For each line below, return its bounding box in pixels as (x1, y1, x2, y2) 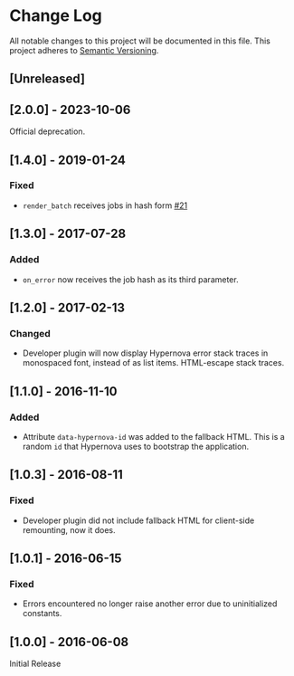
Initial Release (9, 658, 62, 670)
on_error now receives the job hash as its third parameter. (22, 273, 239, 285)
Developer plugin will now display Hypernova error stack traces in (22, 348, 269, 358)
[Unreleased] (9, 71, 86, 87)
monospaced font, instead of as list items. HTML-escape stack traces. (22, 357, 285, 368)
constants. (22, 608, 62, 619)
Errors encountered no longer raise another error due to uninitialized (22, 598, 278, 609)
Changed (9, 327, 52, 339)
